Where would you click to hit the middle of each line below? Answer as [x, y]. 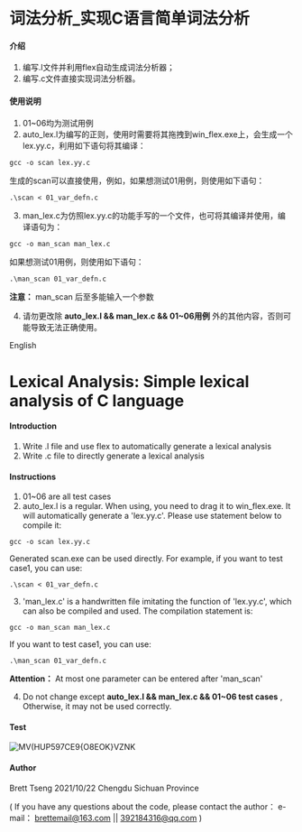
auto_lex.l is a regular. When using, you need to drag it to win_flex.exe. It [156, 506]
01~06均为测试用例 [58, 123]
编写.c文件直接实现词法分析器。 [81, 79]
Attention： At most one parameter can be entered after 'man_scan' [136, 679]
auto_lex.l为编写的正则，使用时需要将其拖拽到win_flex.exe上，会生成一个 [157, 134]
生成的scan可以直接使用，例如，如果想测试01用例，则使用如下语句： [137, 180]
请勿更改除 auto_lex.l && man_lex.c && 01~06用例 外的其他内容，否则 [153, 316]
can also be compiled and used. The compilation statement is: [137, 611]
